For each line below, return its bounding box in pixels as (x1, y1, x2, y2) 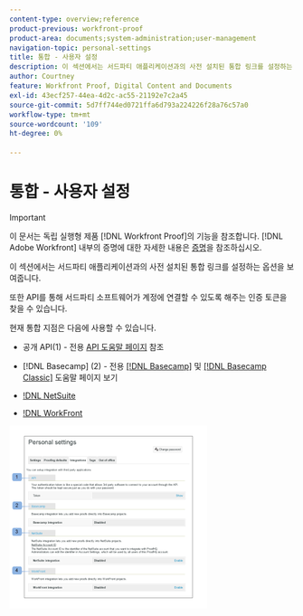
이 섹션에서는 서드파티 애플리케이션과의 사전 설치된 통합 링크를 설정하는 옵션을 (9, 261, 285, 271)
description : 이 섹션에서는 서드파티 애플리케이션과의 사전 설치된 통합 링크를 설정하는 (9, 62, 293, 71)
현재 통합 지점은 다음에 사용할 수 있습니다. (9, 322, 156, 333)
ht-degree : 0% (9, 129, 63, 138)
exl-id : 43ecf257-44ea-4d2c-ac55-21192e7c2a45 (9, 90, 188, 100)
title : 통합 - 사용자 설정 (9, 52, 98, 62)
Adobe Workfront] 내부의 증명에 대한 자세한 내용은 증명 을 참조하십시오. (9, 242, 262, 252)
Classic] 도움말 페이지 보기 (22, 372, 118, 383)
